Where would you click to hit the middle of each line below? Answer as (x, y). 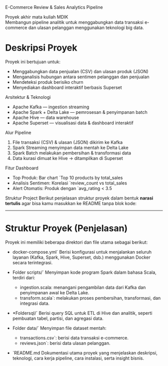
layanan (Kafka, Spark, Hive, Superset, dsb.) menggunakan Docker (81, 257)
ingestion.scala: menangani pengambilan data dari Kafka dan (83, 287)
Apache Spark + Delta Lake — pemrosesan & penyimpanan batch (80, 112)
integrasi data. (35, 303)
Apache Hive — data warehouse (45, 117)
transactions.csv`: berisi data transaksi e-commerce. (74, 337)
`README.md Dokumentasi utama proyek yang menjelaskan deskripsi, (85, 352)
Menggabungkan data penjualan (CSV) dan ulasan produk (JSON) (80, 71)
